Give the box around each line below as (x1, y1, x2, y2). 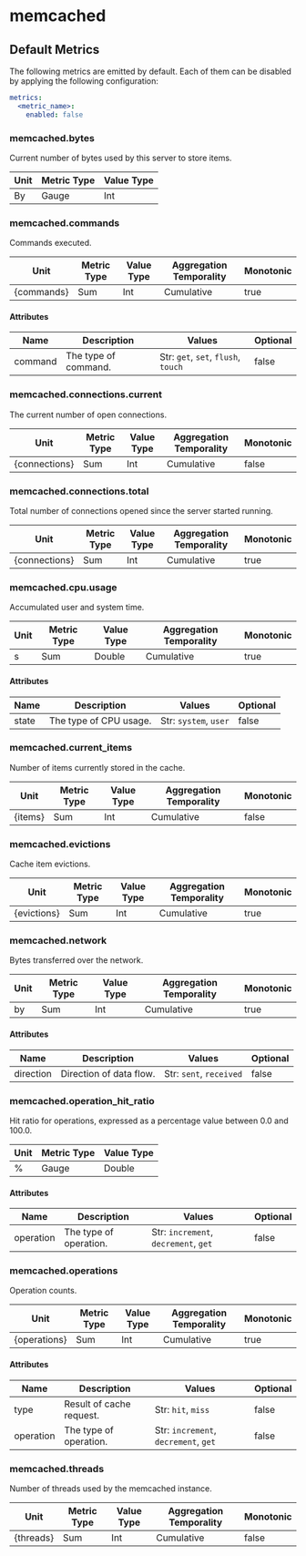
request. (63, 1408, 100, 1421)
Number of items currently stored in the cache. (9, 762, 186, 773)
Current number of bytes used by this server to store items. (9, 152, 232, 163)
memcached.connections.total (9, 485, 149, 497)
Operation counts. (9, 1285, 77, 1296)
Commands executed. (9, 238, 93, 249)
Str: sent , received (163, 1067, 243, 1080)
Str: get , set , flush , (158, 351, 241, 363)
